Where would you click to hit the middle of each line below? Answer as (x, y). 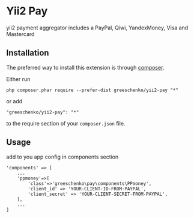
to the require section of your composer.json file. (66, 123)
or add (14, 101)
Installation (28, 53)
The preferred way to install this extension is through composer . (85, 67)
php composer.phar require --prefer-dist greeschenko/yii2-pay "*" (92, 90)
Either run (18, 79)
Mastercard (20, 34)
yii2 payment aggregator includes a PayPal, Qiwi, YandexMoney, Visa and (97, 28)
